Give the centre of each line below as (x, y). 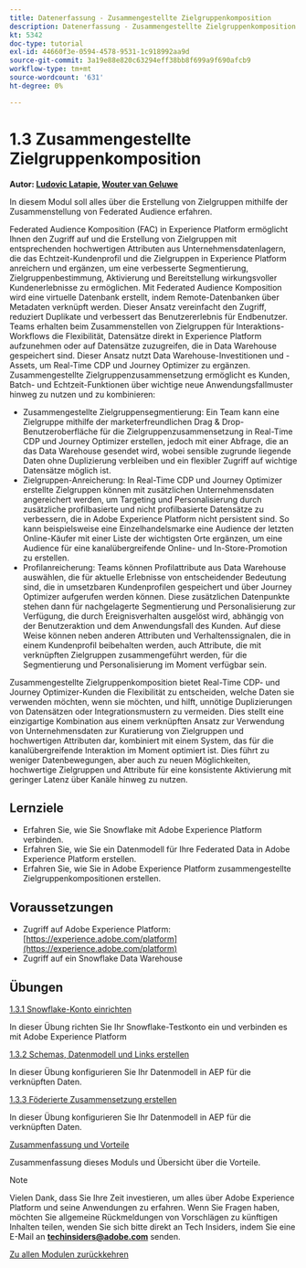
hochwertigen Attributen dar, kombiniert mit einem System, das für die (142, 741)
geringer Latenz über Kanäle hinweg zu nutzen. (99, 779)
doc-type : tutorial (47, 43)
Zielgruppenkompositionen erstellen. (92, 879)
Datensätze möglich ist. (67, 470)
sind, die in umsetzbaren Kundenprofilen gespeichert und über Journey (157, 587)
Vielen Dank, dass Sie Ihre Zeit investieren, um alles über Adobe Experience (152, 1198)
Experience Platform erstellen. (79, 859)
